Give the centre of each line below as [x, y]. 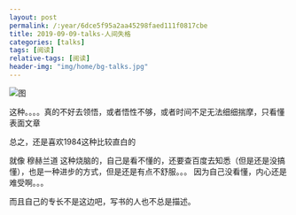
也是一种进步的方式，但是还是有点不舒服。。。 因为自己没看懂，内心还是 [157, 171]
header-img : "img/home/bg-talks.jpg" [79, 67]
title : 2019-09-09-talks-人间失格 [70, 34]
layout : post [33, 17]
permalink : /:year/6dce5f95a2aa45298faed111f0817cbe [109, 26]
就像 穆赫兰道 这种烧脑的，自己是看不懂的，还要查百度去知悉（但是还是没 [143, 160]
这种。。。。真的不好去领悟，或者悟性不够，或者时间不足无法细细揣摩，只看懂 [147, 111]
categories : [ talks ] [47, 42]
